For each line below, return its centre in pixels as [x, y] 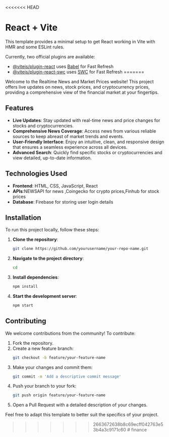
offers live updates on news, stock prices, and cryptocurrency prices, [77, 87]
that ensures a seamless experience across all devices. [70, 147]
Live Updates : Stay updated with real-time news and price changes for [86, 120]
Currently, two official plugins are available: [50, 56]
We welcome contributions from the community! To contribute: [70, 333]
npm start [23, 305]
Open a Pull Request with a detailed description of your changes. [80, 405]
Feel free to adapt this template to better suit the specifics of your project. [82, 415]
